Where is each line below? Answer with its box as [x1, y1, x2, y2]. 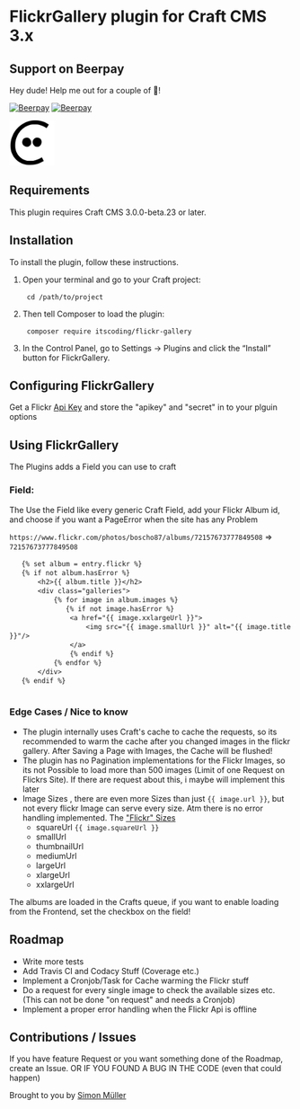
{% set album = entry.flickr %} [21, 559, 143, 568]
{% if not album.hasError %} [21, 568, 130, 577]
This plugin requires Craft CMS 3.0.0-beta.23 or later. [9, 207, 207, 217]
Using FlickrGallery [9, 438, 119, 453]
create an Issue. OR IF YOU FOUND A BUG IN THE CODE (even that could [9, 1063, 282, 1074]
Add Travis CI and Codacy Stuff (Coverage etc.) [22, 965, 199, 976]
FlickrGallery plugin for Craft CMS [9, 6, 267, 27]
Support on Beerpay [9, 61, 125, 76]
